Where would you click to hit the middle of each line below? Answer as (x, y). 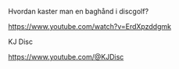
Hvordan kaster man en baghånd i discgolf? (79, 11)
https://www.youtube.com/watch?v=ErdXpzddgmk (90, 26)
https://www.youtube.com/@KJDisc (66, 57)
